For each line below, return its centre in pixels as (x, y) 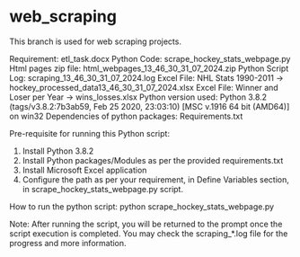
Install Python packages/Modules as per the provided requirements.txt (153, 160)
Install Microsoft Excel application (84, 170)
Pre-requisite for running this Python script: (90, 133)
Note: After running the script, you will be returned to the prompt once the (146, 224)
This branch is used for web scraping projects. (96, 41)
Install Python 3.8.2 (58, 151)
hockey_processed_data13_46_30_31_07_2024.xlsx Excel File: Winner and (144, 87)
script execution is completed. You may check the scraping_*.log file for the (149, 233)
